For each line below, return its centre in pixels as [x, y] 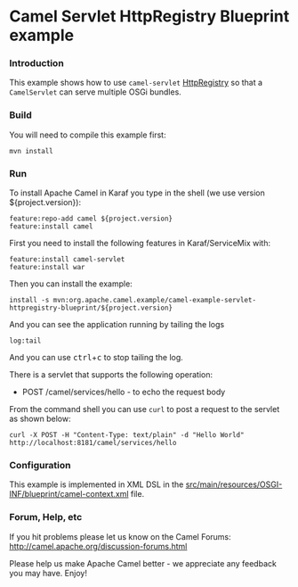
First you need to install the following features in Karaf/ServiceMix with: [140, 244]
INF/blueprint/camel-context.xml [69, 494]
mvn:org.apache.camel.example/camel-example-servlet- [154, 301]
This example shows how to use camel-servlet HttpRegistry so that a [136, 83]
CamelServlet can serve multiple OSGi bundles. [96, 92]
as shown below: [40, 419]
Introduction [36, 63]
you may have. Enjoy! [48, 573]
